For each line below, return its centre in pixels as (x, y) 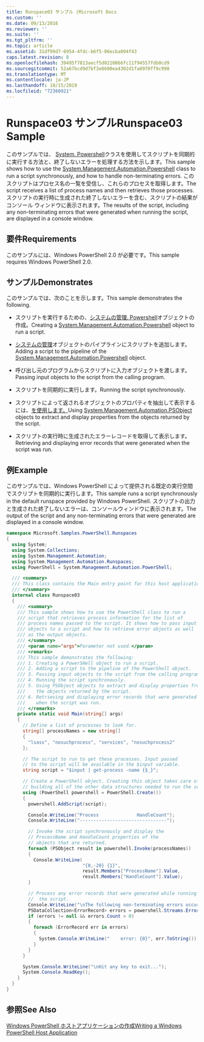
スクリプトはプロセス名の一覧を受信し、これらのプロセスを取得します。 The (101, 183)
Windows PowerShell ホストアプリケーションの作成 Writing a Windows (94, 1026)
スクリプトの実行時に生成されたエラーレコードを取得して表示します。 (102, 436)
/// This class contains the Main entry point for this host (91, 584)
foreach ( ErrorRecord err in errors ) (81, 928)
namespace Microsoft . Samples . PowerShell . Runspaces (72, 533)
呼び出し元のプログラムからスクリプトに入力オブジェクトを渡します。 (102, 370)
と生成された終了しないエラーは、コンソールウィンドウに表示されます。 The (101, 509)
